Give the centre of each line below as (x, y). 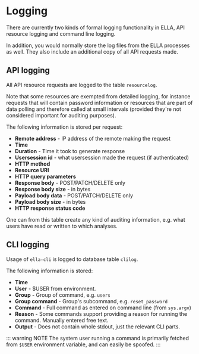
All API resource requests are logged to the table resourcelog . (82, 85)
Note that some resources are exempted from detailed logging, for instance (99, 96)
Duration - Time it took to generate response (70, 151)
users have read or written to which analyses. (62, 226)
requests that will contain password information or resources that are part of (99, 103)
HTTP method (32, 164)
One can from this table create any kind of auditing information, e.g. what (96, 219)
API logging (28, 71)
